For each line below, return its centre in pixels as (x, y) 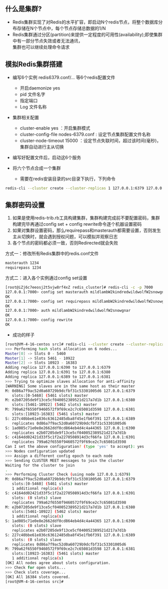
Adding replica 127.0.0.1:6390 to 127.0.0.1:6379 (58, 368)
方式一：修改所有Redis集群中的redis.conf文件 (52, 254)
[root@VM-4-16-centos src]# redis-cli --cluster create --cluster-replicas (86, 344)
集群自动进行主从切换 (42, 147)
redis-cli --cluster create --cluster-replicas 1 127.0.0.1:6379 (74, 188)
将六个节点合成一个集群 (36, 168)
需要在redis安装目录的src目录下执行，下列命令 (68, 179)
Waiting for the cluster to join (40, 465)
